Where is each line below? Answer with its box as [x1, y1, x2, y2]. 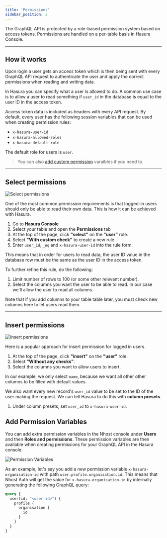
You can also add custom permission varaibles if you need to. [17, 159, 144, 165]
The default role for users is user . [5, 149, 74, 155]
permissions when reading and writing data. [5, 79, 95, 85]
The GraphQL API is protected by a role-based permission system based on [5, 25, 161, 31]
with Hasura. [5, 211, 31, 217]
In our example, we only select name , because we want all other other [5, 373, 146, 379]
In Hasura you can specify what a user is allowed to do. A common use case [5, 89, 162, 94]
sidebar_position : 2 [5, 12, 48, 17]
